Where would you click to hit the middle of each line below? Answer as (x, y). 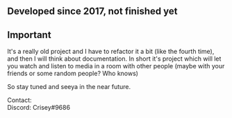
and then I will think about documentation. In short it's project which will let (114, 59)
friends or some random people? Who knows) (73, 73)
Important (29, 35)
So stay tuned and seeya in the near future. (69, 87)
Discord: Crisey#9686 (39, 108)
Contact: (20, 100)
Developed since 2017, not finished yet (92, 11)
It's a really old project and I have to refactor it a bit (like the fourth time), (111, 52)
